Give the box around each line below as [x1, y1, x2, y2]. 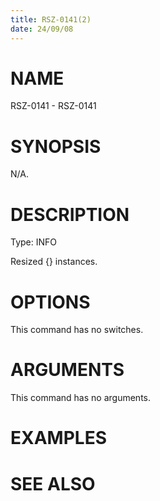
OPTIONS [10, 291, 91, 313]
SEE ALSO [10, 472, 96, 495]
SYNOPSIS [10, 135, 102, 158]
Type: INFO [10, 236, 58, 248]
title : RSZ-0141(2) [10, 14, 92, 25]
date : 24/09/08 [10, 24, 74, 34]
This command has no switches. [10, 324, 144, 336]
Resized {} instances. [10, 256, 98, 268]
